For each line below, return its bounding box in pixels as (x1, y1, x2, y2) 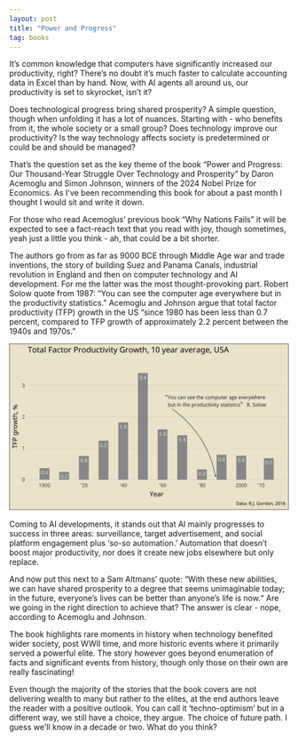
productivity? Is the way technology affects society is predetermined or (9, 133, 271, 143)
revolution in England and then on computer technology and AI (9, 270, 238, 280)
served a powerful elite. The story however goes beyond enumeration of (9, 648, 274, 658)
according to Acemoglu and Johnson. (9, 611, 147, 622)
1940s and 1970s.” (9, 326, 76, 337)
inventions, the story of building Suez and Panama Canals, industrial (9, 260, 258, 270)
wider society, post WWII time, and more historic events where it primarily (9, 638, 279, 648)
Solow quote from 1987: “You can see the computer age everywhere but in (9, 288, 282, 299)
